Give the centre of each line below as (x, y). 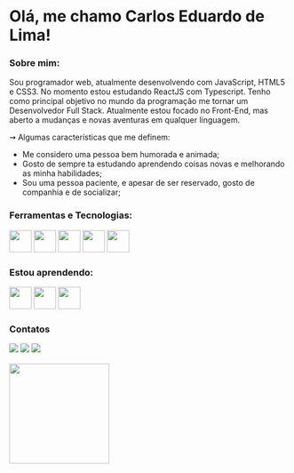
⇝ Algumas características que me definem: (90, 137)
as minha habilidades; (62, 173)
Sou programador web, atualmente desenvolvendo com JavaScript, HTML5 (147, 83)
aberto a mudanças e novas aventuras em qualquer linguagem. (125, 120)
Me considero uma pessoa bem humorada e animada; (121, 155)
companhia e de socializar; (72, 192)
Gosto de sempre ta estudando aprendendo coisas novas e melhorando (153, 164)
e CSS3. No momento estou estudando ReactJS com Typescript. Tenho (140, 92)
